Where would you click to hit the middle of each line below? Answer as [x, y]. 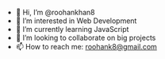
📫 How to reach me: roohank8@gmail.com [86, 47]
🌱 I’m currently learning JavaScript [72, 29]
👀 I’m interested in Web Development [76, 21]
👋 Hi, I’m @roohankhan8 [55, 12]
